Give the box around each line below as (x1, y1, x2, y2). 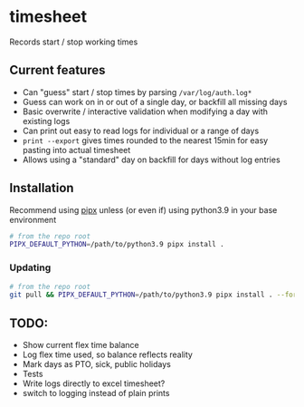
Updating (9, 261, 52, 274)
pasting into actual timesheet (22, 144, 131, 155)
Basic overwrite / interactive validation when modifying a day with (22, 106, 269, 117)
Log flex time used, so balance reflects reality (22, 349, 193, 360)
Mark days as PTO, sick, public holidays (22, 359, 172, 370)
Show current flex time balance (22, 340, 139, 351)
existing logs (22, 115, 71, 126)
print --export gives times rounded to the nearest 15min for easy (22, 134, 269, 146)
